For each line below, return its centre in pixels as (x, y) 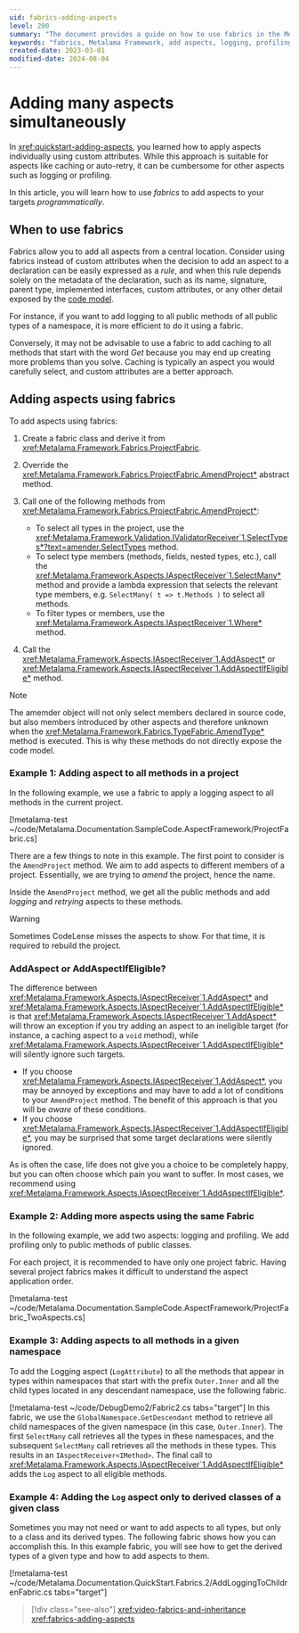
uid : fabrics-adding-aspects (63, 17)
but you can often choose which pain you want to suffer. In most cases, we (147, 1175)
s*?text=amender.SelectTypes (91, 547)
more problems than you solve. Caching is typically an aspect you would (142, 361)
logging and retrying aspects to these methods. (96, 901)
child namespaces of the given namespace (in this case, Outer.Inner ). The (146, 1426)
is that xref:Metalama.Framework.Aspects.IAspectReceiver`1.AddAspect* (143, 1017)
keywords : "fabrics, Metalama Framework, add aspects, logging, (131, 42)
